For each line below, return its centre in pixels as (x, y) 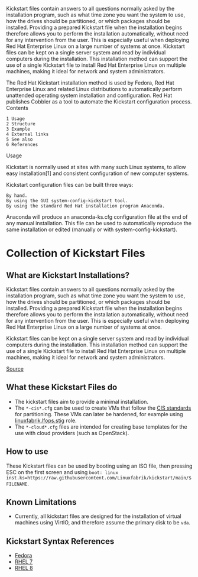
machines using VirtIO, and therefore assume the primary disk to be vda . (103, 523)
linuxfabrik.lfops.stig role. (46, 420)
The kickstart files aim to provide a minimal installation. (82, 401)
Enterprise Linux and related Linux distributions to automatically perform (94, 89)
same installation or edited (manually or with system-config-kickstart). (92, 229)
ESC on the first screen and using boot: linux (62, 472)
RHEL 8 (24, 568)
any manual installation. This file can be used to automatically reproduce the (99, 223)
